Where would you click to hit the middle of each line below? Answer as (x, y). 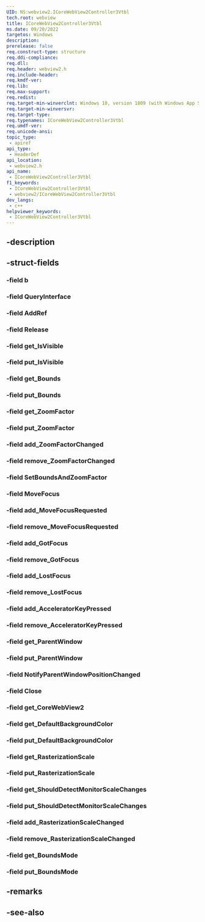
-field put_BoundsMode (42, 872)
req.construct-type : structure (46, 52)
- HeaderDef (24, 154)
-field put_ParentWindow (45, 658)
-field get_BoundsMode (42, 855)
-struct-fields (33, 263)
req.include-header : (33, 75)
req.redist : (21, 97)
